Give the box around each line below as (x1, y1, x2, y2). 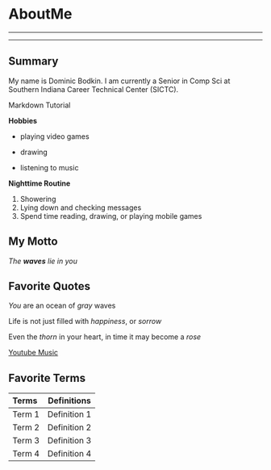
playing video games (19, 131, 90, 141)
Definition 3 (47, 435, 92, 447)
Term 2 (12, 422, 40, 433)
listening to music (19, 162, 79, 172)
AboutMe (8, 5, 73, 23)
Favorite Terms (8, 371, 86, 384)
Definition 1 (47, 409, 92, 420)
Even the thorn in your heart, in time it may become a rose (8, 332, 202, 342)
